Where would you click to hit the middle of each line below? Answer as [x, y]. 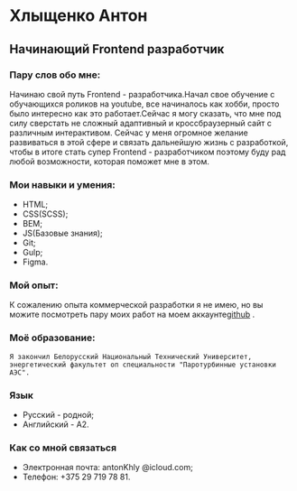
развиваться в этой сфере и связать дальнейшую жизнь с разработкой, [149, 142]
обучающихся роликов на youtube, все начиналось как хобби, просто [144, 104]
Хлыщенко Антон [79, 16]
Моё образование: [52, 338]
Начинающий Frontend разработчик [117, 49]
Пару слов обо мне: [55, 75]
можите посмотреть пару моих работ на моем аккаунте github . [132, 315]
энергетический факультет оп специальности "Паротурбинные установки [143, 365]
